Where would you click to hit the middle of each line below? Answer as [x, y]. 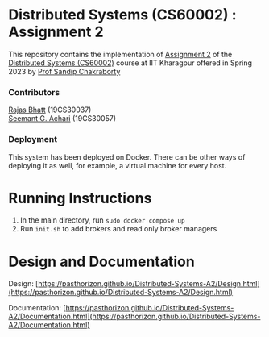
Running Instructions [80, 198]
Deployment [33, 139]
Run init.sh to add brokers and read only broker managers [118, 229]
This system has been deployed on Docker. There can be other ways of [127, 157]
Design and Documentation [101, 262]
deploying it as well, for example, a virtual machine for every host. [118, 165]
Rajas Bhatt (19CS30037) [50, 110]
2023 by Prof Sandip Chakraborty [64, 71]
